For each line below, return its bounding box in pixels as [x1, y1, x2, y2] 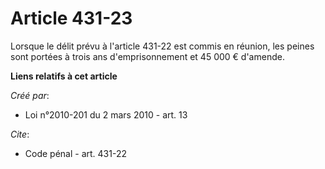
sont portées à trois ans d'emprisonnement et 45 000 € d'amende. [10, 50, 285, 62]
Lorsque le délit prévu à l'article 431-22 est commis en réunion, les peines [10, 40, 315, 52]
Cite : [10, 128, 30, 140]
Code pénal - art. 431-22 [24, 147, 127, 159]
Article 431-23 [10, 7, 133, 30]
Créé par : [10, 89, 50, 101]
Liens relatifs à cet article [10, 70, 118, 82]
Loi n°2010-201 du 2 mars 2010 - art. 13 [24, 108, 188, 121]
